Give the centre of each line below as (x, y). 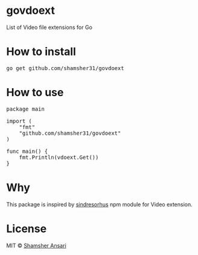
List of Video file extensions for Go (49, 27)
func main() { (27, 151)
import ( (19, 121)
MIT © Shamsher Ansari (36, 245)
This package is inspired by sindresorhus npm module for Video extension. (100, 204)
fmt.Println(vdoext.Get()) (59, 157)
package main (26, 109)
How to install (41, 52)
